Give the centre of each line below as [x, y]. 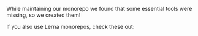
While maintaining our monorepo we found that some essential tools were [99, 9]
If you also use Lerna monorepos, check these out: [70, 27]
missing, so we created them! [44, 15]
